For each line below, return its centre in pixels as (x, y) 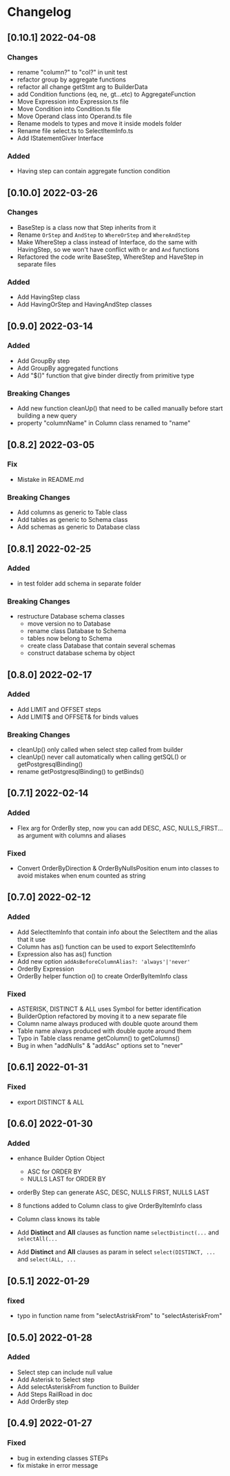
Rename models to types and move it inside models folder (100, 123)
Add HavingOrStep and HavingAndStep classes (84, 304)
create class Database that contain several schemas (101, 645)
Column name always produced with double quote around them (107, 1024)
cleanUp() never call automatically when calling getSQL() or (102, 757)
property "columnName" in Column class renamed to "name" (104, 423)
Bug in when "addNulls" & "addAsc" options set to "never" (100, 1046)
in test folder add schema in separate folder (79, 583)
